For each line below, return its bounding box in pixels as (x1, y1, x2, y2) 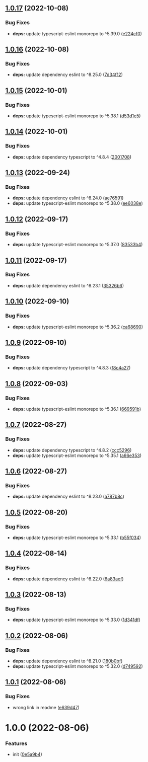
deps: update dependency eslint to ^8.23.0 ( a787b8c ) (12, 493, 125, 500)
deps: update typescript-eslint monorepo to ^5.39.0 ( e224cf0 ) (12, 30, 142, 37)
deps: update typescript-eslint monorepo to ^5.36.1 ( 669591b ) (12, 406, 141, 412)
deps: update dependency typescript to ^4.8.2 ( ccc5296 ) (12, 447, 132, 453)
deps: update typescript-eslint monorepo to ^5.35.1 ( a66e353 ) (12, 452, 142, 459)
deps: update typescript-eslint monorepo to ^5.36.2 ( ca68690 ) (12, 324, 143, 330)
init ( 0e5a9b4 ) (12, 751, 43, 757)
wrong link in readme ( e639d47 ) (12, 704, 80, 710)
